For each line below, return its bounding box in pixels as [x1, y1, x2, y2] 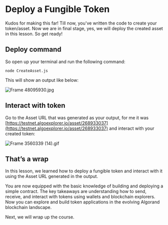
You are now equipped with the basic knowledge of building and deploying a [5, 183, 163, 189]
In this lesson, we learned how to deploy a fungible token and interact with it [5, 168, 163, 174]
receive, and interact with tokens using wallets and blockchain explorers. [5, 194, 155, 200]
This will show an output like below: [5, 77, 79, 83]
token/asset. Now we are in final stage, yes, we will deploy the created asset [5, 25, 163, 31]
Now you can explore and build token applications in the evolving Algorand [5, 199, 160, 205]
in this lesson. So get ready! [5, 31, 63, 37]
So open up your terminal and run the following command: [5, 59, 125, 65]
